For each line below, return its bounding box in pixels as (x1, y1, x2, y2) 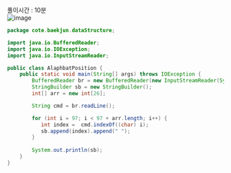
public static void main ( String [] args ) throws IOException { (19, 71, 201, 78)
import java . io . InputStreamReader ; (7, 52, 109, 59)
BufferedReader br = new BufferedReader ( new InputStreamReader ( (32, 78, 220, 84)
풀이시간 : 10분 (7, 6, 47, 14)
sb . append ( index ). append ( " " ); (41, 128, 131, 135)
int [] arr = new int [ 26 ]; (32, 90, 107, 97)
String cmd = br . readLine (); (32, 102, 115, 109)
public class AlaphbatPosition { (7, 65, 103, 71)
